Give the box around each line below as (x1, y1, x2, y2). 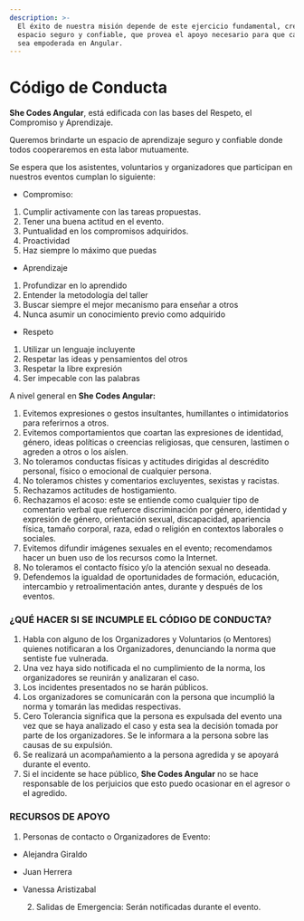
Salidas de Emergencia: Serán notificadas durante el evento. (35, 901, 261, 912)
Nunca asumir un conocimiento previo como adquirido (22, 309, 226, 320)
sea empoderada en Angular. (17, 38, 124, 48)
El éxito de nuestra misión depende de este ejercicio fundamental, (17, 22, 281, 31)
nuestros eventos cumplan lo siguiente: (9, 171, 156, 182)
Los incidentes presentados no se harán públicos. (22, 682, 209, 693)
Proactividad (22, 235, 71, 246)
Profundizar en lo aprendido (22, 280, 128, 291)
